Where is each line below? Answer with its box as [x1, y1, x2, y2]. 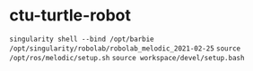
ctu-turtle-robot [9, 5, 132, 26]
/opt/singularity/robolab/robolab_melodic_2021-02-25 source [9, 43, 240, 53]
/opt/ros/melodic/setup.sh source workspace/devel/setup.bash [9, 53, 245, 62]
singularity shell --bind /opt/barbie [9, 35, 154, 43]
